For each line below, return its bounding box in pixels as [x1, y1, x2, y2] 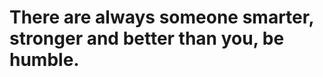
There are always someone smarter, [9, 6, 314, 29]
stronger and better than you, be [9, 27, 285, 50]
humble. [9, 49, 80, 71]
